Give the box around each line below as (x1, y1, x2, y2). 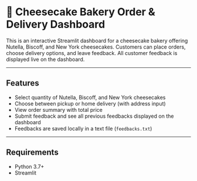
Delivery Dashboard (6, 18, 106, 31)
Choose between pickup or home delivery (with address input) (14, 100, 166, 107)
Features (6, 78, 39, 88)
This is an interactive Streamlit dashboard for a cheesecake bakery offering (6, 37, 188, 44)
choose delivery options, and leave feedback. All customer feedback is (6, 49, 178, 56)
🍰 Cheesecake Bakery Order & (6, 5, 155, 19)
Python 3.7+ (14, 163, 45, 170)
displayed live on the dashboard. (6, 56, 85, 63)
